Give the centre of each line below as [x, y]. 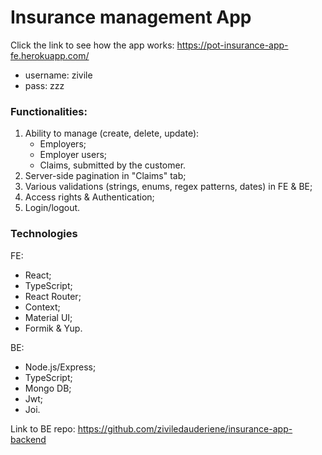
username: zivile [58, 75]
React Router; [53, 296]
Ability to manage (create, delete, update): [112, 133]
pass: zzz [44, 85]
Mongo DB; [48, 388]
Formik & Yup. [53, 328]
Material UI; [48, 317]
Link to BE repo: [43, 428]
